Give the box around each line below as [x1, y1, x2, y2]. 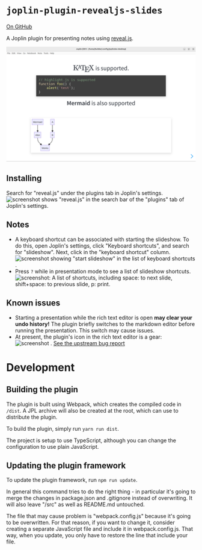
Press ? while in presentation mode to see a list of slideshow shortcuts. [14, 267, 191, 275]
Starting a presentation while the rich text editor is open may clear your [14, 314, 192, 321]
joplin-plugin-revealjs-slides [6, 5, 163, 16]
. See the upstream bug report [50, 339, 125, 346]
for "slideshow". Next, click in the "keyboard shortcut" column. [14, 248, 171, 255]
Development [6, 360, 75, 374]
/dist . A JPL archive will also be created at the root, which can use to [6, 407, 179, 414]
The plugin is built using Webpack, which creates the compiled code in [6, 401, 182, 408]
